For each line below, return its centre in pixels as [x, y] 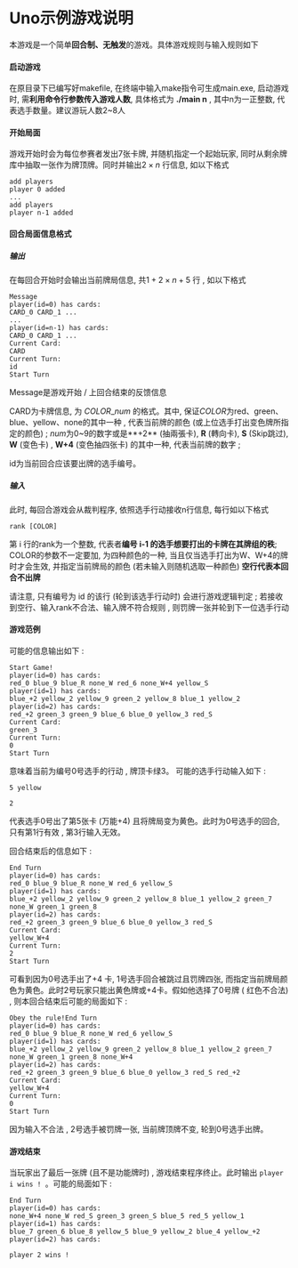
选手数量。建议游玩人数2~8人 [71, 110]
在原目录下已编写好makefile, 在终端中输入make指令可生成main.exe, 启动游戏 [149, 88]
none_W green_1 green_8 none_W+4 [71, 1057]
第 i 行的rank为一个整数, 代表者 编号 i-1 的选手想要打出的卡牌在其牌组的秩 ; [143, 544]
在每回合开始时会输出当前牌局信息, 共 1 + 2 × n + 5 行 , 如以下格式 [128, 279]
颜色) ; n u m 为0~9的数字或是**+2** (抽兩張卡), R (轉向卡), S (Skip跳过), [157, 433]
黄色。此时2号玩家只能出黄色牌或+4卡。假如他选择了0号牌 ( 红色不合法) [157, 990]
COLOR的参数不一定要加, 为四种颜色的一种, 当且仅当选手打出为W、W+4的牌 [149, 555]
